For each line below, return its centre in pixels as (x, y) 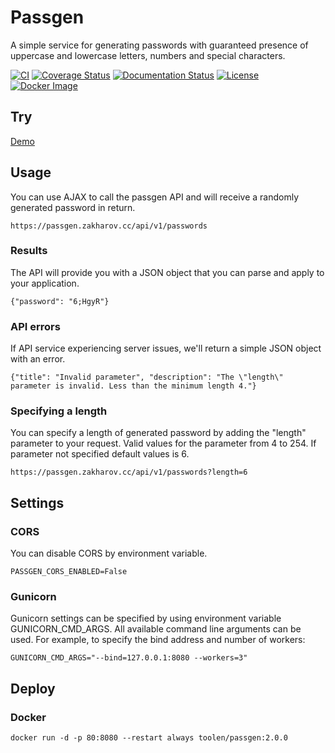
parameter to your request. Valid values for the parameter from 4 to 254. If (163, 443)
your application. (45, 283)
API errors (35, 326)
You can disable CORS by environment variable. (109, 553)
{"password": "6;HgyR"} (60, 301)
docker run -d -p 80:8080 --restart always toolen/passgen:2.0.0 (149, 738)
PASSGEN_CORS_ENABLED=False (69, 572)
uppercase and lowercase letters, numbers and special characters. (148, 55)
